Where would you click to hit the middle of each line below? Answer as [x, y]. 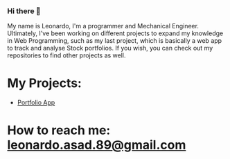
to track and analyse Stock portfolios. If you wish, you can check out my [110, 48]
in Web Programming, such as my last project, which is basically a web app [115, 41]
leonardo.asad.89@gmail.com [97, 145]
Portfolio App [36, 102]
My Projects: [44, 83]
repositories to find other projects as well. [67, 55]
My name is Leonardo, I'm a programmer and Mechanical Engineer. [103, 26]
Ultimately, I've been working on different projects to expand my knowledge [115, 33]
